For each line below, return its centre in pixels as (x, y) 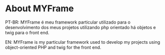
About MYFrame (40, 9)
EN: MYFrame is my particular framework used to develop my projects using (83, 42)
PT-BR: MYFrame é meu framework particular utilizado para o (68, 22)
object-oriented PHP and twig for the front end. (53, 47)
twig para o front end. (27, 32)
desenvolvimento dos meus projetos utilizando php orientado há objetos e (81, 27)
